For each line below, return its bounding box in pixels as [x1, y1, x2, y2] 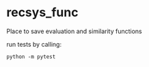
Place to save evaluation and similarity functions [6, 27, 143, 35]
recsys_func [6, 5, 79, 20]
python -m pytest [6, 53, 56, 60]
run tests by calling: [6, 40, 62, 48]
